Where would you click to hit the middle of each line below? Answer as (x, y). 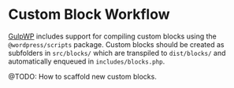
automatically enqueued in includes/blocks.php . (87, 61)
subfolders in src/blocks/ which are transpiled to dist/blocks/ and (117, 53)
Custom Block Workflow (89, 15)
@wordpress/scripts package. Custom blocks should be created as (116, 44)
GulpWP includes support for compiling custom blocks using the (112, 36)
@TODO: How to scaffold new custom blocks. (83, 76)
